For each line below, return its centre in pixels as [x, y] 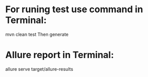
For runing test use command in [74, 9]
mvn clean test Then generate [37, 34]
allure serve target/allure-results [39, 69]
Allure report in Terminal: [60, 55]
